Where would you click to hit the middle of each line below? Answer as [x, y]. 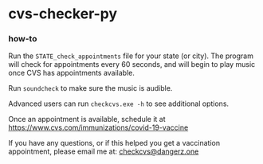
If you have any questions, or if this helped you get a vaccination [114, 143]
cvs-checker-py [63, 14]
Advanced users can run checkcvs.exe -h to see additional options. [119, 103]
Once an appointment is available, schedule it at [87, 119]
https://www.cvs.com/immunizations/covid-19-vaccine [98, 127]
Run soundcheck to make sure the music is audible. [90, 88]
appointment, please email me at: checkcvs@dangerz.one [104, 151]
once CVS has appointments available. [72, 73]
